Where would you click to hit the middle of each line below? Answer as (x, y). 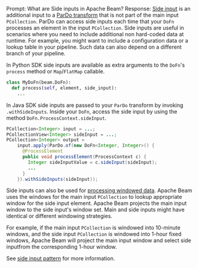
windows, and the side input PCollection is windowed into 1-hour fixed (94, 234)
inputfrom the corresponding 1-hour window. (62, 247)
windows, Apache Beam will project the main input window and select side (99, 240)
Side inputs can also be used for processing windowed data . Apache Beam (99, 190)
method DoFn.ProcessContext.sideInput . (56, 118)
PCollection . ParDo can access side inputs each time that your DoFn (90, 21)
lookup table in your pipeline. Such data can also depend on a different (94, 47)
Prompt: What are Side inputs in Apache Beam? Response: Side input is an (98, 9)
